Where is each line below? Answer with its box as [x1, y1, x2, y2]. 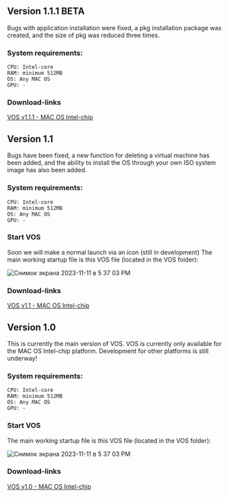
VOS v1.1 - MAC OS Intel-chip [7, 301, 90, 310]
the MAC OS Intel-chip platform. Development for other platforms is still [7, 347, 209, 355]
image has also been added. [7, 166, 87, 174]
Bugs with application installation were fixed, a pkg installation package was [7, 23, 221, 32]
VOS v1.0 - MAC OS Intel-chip [7, 482, 91, 490]
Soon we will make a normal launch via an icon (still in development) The [7, 248, 213, 256]
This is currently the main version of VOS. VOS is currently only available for [7, 339, 222, 347]
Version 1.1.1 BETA [7, 5, 85, 17]
